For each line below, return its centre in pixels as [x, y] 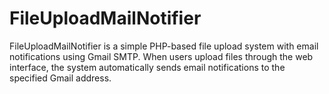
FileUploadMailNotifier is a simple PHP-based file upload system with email [164, 46]
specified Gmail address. [60, 78]
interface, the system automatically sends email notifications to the [147, 67]
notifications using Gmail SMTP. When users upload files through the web [161, 56]
